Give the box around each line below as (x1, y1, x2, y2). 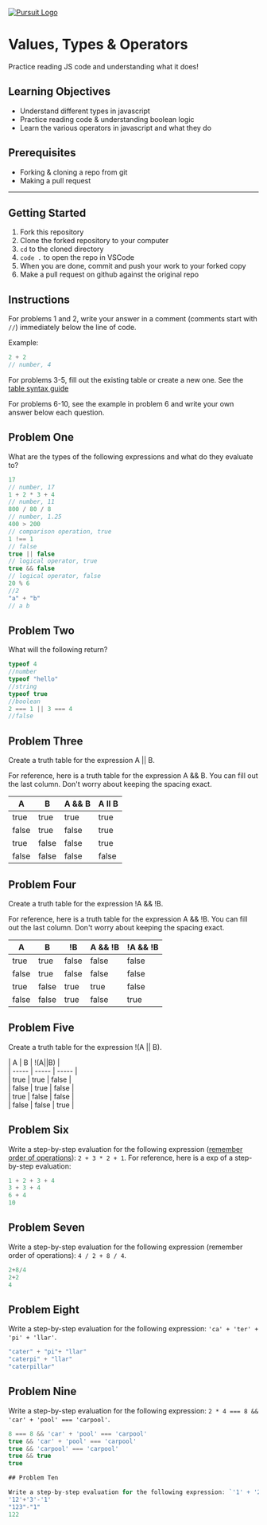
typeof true (8, 690, 48, 698)
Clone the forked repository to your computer (19, 236, 169, 246)
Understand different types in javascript (19, 106, 151, 116)
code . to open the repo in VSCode (19, 253, 135, 262)
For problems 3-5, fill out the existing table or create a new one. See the (8, 375, 244, 384)
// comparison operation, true (8, 527, 112, 536)
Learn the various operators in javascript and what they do (19, 123, 212, 132)
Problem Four (8, 878, 77, 891)
